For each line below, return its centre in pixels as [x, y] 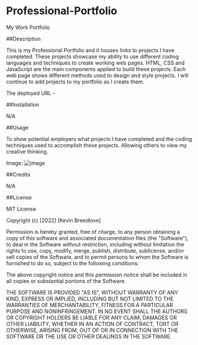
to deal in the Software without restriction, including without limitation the [95, 244]
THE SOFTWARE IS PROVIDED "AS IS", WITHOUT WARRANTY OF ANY [92, 292]
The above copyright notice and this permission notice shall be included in [97, 275]
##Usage [17, 127]
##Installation [23, 104]
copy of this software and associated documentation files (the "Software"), [98, 238]
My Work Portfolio [28, 27]
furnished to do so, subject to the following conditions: [72, 263]
